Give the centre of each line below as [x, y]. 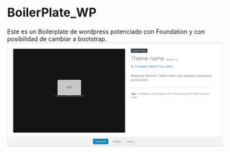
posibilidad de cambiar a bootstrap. [57, 38]
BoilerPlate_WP [52, 13]
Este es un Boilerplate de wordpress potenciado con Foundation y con [106, 31]
